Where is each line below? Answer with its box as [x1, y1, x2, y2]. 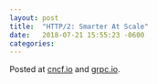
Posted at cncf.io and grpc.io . [9, 64, 120, 75]
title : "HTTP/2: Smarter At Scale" [9, 22, 149, 31]
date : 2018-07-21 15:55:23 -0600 [9, 30, 145, 39]
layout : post [9, 13, 59, 23]
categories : [9, 38, 55, 48]
